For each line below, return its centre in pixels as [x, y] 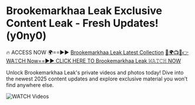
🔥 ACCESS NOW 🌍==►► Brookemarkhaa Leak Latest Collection [85, 52]
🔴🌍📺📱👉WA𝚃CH [177, 52]
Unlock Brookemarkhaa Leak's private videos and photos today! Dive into [95, 72]
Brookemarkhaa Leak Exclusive [84, 11]
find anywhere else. [30, 85]
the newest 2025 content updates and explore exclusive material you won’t [97, 79]
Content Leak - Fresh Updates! [82, 23]
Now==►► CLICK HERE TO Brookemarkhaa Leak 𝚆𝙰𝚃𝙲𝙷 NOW [104, 60]
